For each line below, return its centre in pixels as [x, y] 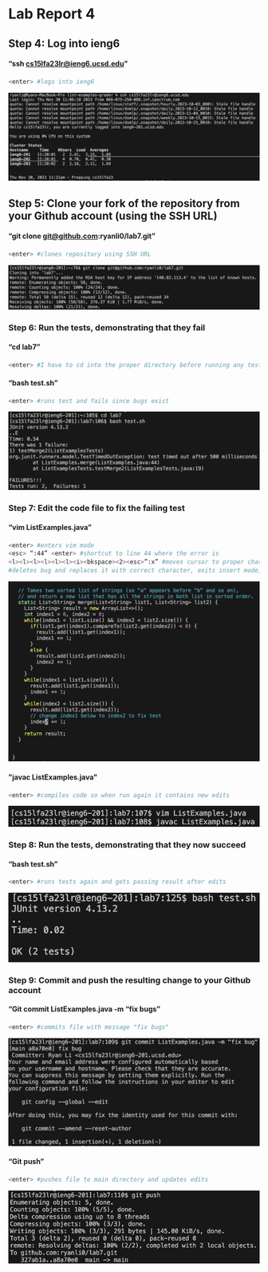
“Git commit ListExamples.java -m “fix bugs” [85, 1009]
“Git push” [26, 1162]
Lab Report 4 [52, 14]
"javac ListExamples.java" [53, 777]
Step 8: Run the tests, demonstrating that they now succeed [127, 845]
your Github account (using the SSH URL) [113, 215]
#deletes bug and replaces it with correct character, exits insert [124, 571]
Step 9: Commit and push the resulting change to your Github [130, 980]
